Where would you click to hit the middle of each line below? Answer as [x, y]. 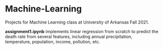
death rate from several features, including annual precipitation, [69, 37]
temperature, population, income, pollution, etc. [53, 41]
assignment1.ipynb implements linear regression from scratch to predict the [82, 31]
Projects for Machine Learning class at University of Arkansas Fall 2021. [77, 22]
